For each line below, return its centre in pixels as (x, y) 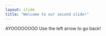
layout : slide (20, 10)
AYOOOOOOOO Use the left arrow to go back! (53, 28)
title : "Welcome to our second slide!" (47, 14)
